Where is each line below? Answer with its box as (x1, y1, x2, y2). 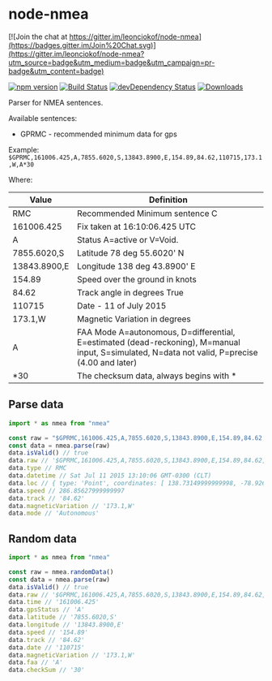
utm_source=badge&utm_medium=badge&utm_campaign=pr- (8, 58, 215, 67)
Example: (8, 144, 40, 154)
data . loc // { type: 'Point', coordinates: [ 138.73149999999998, (8, 479, 237, 487)
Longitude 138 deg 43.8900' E (76, 261, 196, 272)
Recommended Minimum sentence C (76, 208, 218, 219)
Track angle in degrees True (76, 287, 184, 298)
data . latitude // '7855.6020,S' (8, 614, 117, 622)
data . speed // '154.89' (8, 628, 89, 636)
